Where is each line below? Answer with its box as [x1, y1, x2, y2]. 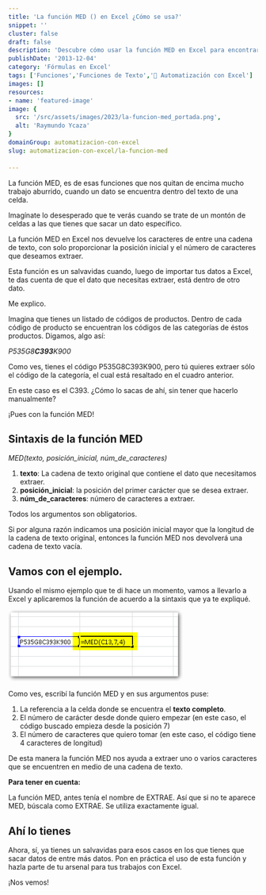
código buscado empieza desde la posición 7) [19, 721, 170, 731]
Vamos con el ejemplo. [8, 565, 123, 578]
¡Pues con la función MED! [8, 409, 95, 419]
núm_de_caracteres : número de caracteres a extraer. [19, 494, 196, 503]
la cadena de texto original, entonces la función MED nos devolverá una [8, 533, 243, 543]
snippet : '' [8, 21, 47, 29]
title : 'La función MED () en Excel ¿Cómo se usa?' [8, 13, 182, 21]
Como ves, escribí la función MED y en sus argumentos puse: [8, 689, 209, 699]
